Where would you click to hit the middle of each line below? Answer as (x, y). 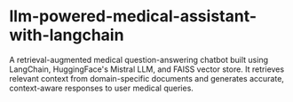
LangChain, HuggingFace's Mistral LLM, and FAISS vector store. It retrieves (147, 69)
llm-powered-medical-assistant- (133, 16)
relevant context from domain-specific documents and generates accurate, (146, 78)
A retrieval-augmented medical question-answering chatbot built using (139, 59)
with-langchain (67, 35)
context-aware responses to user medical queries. (101, 88)
